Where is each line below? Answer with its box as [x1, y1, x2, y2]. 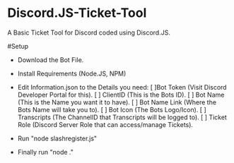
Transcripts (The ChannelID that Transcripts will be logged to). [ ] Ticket [17, 113, 228, 121]
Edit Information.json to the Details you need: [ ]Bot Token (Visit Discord [17, 83, 228, 91]
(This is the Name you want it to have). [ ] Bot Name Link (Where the [17, 97, 217, 107]
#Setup [7, 42, 29, 50]
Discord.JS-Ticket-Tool [7, 5, 147, 21]
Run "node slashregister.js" [17, 134, 98, 143]
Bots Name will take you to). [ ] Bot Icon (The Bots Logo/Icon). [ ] [17, 105, 206, 114]
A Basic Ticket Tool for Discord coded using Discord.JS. [7, 28, 171, 37]
